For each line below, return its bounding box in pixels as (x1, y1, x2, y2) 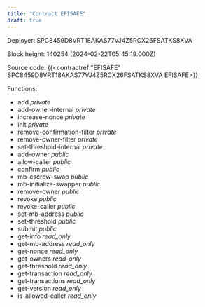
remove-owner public (17, 187, 80, 196)
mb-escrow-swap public (17, 172, 89, 181)
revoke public (17, 194, 57, 203)
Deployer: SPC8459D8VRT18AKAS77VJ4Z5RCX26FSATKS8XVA (7, 36, 192, 44)
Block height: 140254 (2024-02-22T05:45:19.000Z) (7, 50, 156, 58)
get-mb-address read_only (17, 239, 96, 247)
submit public (17, 224, 57, 233)
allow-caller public (17, 157, 71, 165)
